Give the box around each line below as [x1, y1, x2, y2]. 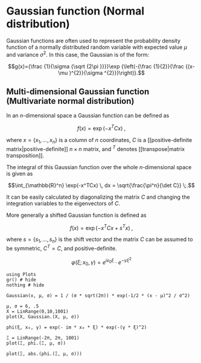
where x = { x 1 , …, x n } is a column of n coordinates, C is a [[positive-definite [6, 137, 193, 145]
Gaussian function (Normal [6, 4, 145, 18]
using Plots [6, 271, 36, 277]
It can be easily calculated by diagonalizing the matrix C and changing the [6, 193, 190, 201]
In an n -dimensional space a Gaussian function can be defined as [6, 112, 170, 119]
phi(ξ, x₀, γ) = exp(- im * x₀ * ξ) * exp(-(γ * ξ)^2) [6, 324, 147, 330]
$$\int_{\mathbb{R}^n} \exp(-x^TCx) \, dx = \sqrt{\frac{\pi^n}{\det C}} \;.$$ [8, 181, 195, 188]
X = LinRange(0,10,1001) [6, 308, 69, 315]
